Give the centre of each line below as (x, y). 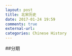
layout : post (19, 10)
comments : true (21, 24)
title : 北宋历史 (21, 15)
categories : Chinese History (36, 33)
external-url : (20, 29)
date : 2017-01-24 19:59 (30, 19)
